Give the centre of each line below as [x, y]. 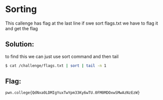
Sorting [21, 9]
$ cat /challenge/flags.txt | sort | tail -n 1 [56, 66]
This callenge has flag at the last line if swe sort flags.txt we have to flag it [82, 23]
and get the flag [22, 28]
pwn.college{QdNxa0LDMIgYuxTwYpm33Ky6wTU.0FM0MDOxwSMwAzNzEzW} [73, 93]
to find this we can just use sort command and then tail [62, 56]
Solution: [20, 44]
